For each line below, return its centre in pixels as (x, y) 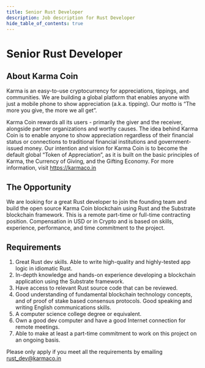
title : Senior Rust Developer (45, 12)
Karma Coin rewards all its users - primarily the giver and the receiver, (95, 122)
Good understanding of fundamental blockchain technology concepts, (104, 294)
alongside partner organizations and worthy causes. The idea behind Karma (102, 129)
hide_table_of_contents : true (45, 23)
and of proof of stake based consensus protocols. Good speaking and (103, 301)
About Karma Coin (42, 76)
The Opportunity (39, 187)
